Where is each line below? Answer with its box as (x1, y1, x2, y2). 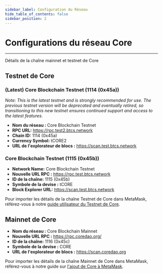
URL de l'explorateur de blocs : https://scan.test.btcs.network (12, 143, 137, 149)
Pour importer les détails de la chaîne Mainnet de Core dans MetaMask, (5, 258, 148, 264)
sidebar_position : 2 (5, 16, 47, 21)
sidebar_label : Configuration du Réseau (5, 7, 88, 12)
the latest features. (5, 113, 43, 119)
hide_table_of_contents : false (5, 12, 68, 17)
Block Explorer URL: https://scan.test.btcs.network (12, 187, 114, 192)
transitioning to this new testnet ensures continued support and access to (5, 108, 153, 113)
